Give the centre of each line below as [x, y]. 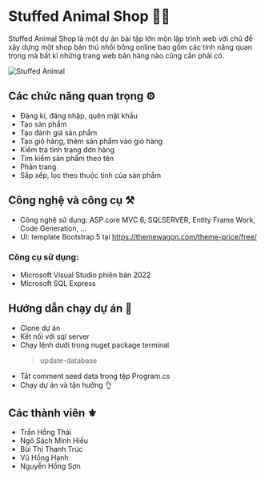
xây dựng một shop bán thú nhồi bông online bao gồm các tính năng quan [130, 46]
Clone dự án [40, 328]
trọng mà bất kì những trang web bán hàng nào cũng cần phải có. [116, 55]
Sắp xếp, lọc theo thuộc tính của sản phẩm [90, 175]
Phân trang [38, 167]
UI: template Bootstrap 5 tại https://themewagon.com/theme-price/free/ [139, 236]
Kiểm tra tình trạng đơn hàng [67, 149]
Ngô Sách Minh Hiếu [54, 441]
